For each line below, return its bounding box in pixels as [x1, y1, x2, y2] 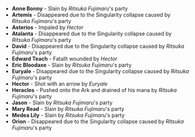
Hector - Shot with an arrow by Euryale [11, 80, 108, 87]
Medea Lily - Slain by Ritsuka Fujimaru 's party [11, 112, 125, 119]
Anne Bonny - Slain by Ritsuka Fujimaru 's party [11, 5, 128, 12]
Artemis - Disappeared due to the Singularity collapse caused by [11, 11, 171, 18]
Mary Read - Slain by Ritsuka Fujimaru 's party [11, 106, 125, 112]
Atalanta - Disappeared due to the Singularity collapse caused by [11, 30, 172, 37]
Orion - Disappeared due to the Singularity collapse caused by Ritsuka [11, 118, 184, 125]
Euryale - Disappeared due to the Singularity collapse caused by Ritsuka [11, 68, 189, 74]
